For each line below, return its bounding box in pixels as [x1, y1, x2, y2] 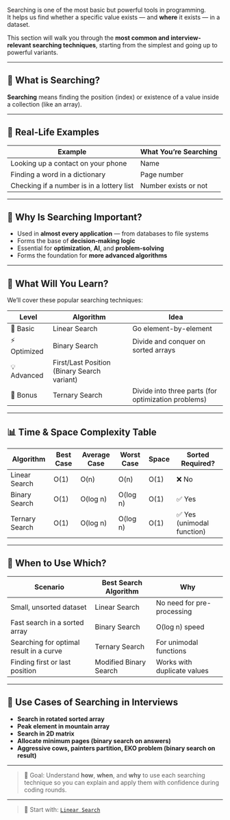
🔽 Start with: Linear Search [23, 805, 101, 813]
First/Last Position [52, 358, 111, 367]
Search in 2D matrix [16, 729, 75, 738]
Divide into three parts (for [132, 386, 218, 396]
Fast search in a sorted [10, 617, 84, 627]
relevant [7, 41, 31, 49]
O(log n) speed [156, 622, 205, 631]
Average [81, 450, 110, 459]
